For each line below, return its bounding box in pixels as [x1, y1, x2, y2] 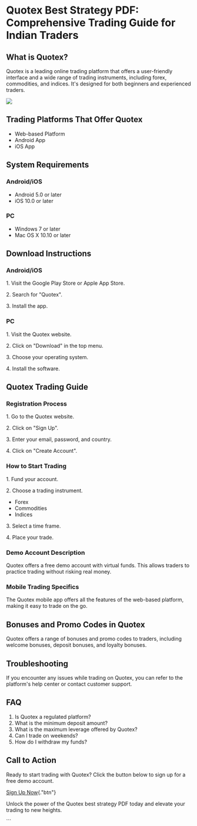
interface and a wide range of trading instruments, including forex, [6, 74, 167, 81]
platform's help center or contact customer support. [6, 680, 132, 687]
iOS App [14, 143, 35, 150]
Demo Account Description [6, 548, 85, 557]
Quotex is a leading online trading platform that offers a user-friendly [6, 68, 173, 74]
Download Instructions [6, 249, 92, 259]
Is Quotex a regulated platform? [14, 713, 91, 720]
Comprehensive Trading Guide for [6, 16, 176, 29]
